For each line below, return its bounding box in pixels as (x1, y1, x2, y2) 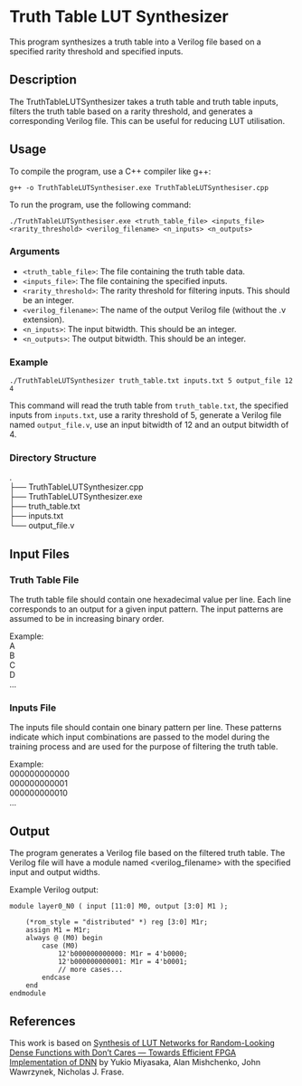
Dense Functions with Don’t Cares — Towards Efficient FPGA (9, 1047, 237, 1058)
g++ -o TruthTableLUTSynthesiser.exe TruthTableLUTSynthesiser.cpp (9, 183, 269, 192)
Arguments (9, 245, 61, 258)
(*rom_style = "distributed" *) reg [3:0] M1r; (25, 918, 208, 927)
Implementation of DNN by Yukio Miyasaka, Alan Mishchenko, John (9, 1057, 261, 1068)
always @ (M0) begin (25, 934, 103, 943)
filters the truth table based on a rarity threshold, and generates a (9, 106, 253, 117)
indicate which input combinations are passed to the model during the (9, 731, 270, 743)
